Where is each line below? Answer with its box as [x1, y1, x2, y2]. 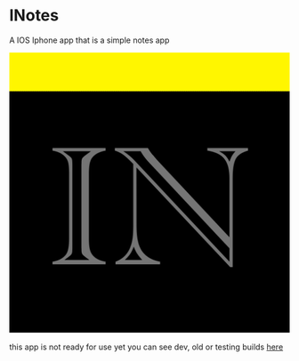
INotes [9, 5, 60, 26]
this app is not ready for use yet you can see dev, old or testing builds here [9, 341, 284, 352]
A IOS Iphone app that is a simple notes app [9, 35, 170, 45]
